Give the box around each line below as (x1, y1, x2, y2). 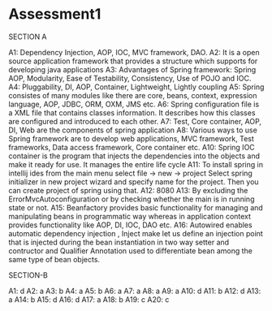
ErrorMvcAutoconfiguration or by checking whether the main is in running (8, 194, 255, 204)
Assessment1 (8, 5, 101, 24)
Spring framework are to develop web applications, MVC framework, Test (8, 133, 254, 143)
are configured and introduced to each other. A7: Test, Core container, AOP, (8, 116, 262, 126)
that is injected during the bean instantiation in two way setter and (8, 237, 230, 247)
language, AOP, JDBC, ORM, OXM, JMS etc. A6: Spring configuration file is (8, 99, 260, 109)
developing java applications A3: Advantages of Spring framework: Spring (8, 64, 257, 74)
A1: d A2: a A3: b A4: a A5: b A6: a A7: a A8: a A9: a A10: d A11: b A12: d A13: (8, 286, 261, 296)
